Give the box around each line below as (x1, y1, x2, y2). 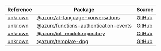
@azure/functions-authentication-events (36, 22, 132, 29)
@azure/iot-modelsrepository (36, 30, 106, 37)
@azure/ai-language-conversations (36, 15, 120, 21)
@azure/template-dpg (36, 38, 89, 45)
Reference (7, 6, 32, 13)
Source (136, 6, 154, 13)
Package (73, 6, 95, 13)
